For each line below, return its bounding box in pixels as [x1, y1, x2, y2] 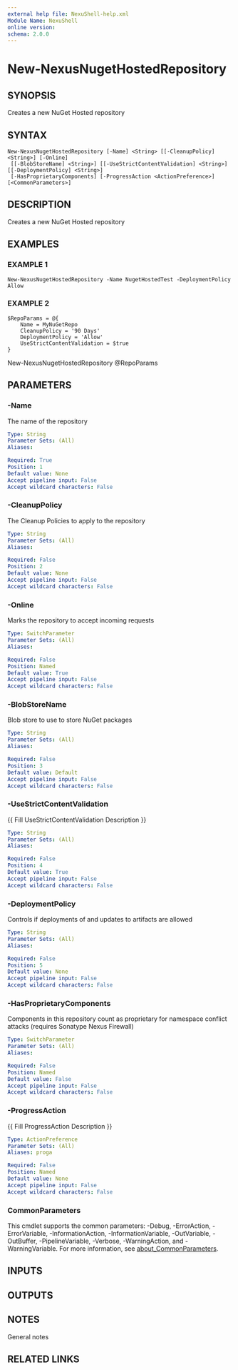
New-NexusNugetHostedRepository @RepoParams [7, 358, 158, 367]
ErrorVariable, [7, 1229, 48, 1237]
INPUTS [7, 1265, 43, 1277]
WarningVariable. [7, 1244, 58, 1253]
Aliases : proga [7, 1149, 53, 1157]
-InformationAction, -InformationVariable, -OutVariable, [49, 1229, 212, 1237]
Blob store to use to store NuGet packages [7, 715, 133, 725]
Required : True [7, 457, 53, 464]
